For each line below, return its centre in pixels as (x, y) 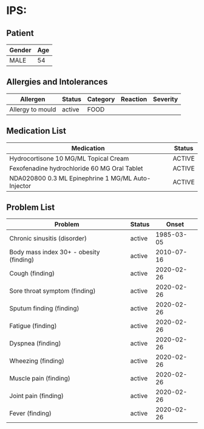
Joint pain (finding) (36, 396)
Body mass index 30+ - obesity (55, 252)
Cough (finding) (32, 273)
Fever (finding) (30, 413)
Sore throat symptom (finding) (53, 291)
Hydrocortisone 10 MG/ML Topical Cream (69, 158)
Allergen (33, 99)
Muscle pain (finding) (40, 378)
